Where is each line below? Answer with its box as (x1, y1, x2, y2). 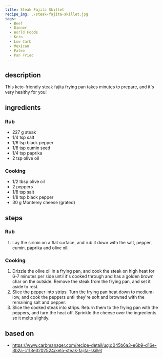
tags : (5, 16, 16, 21)
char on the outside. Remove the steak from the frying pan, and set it (12, 279, 151, 284)
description (5, 71, 41, 79)
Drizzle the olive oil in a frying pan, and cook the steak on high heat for (12, 268, 155, 274)
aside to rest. (12, 284, 39, 290)
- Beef (9, 21, 23, 26)
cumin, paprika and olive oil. (12, 245, 69, 251)
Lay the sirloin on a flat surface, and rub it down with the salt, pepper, (12, 239, 152, 245)
